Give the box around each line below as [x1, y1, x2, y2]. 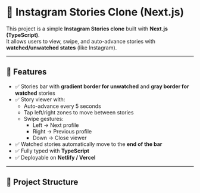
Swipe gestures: [23, 115, 64, 122]
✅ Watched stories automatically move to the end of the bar [14, 140, 162, 148]
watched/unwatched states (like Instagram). [6, 44, 117, 51]
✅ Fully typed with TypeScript [14, 147, 89, 154]
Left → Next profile [32, 122, 79, 129]
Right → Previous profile [32, 127, 92, 135]
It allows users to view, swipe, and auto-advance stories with [6, 38, 156, 45]
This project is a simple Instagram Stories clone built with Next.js [6, 25, 168, 32]
